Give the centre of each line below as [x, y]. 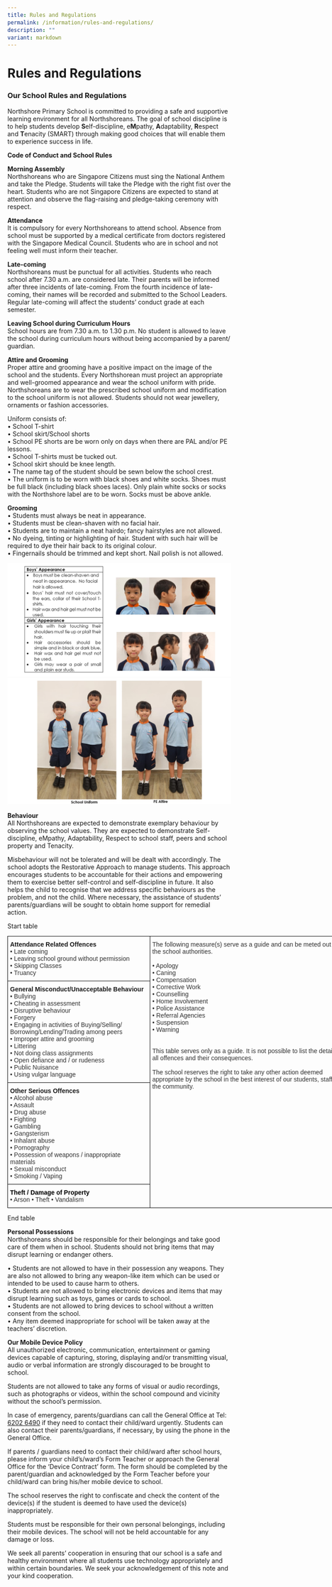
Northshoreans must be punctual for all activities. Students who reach [110, 272]
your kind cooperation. [40, 1576]
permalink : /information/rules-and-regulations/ [81, 22]
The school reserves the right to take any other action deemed [238, 1072]
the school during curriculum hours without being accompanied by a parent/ [119, 338]
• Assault [22, 1105]
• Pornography [30, 1147]
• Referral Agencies [179, 1015]
